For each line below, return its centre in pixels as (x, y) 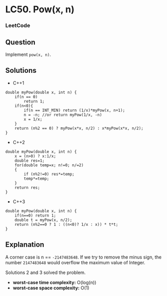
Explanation (25, 245)
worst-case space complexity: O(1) (51, 288)
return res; (27, 188)
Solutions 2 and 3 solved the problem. (45, 272)
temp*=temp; (37, 179)
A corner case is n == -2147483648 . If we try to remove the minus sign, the (83, 257)
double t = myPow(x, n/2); (43, 220)
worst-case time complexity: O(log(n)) (54, 282)
